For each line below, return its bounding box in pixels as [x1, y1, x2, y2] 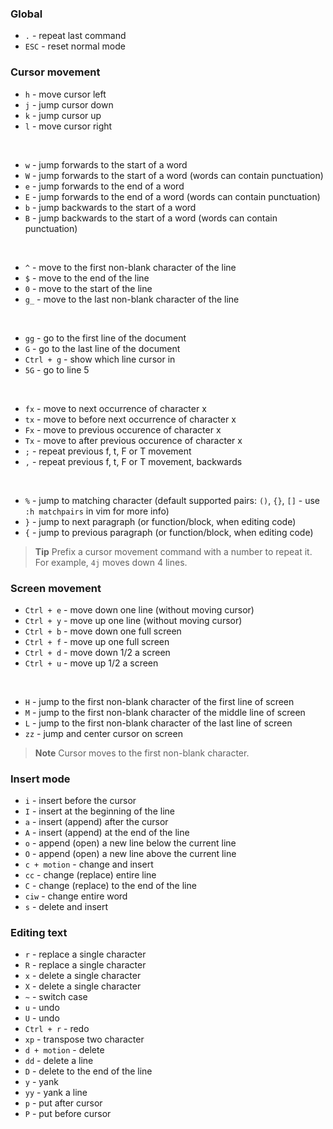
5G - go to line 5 [24, 363, 90, 376]
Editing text [10, 926, 68, 940]
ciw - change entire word [24, 890, 128, 902]
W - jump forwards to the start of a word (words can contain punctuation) [24, 169, 324, 181]
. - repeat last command [24, 30, 127, 42]
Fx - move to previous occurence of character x [24, 423, 222, 436]
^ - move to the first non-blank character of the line [24, 261, 237, 273]
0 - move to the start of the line [24, 282, 153, 294]
